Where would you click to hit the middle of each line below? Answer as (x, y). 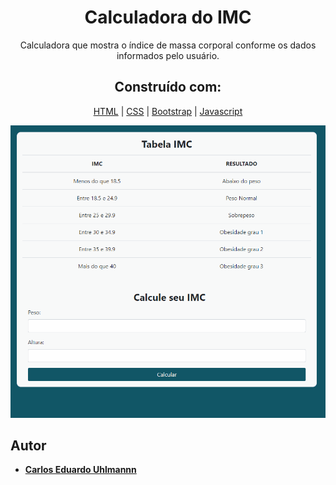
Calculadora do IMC (168, 17)
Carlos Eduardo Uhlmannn (80, 470)
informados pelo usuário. (168, 55)
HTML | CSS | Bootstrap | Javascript (168, 111)
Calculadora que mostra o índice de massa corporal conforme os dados (168, 45)
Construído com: (168, 87)
